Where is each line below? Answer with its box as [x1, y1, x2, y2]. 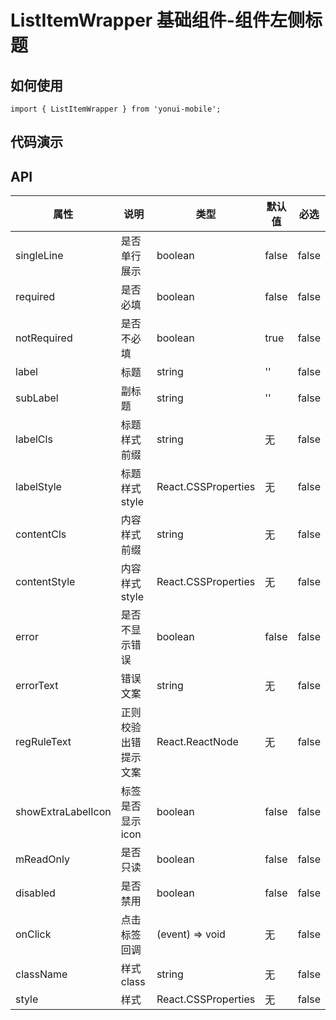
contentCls [15, 527, 67, 541]
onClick [15, 927, 52, 941]
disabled [15, 886, 56, 900]
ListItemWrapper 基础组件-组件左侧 [10, 9, 305, 32]
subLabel [15, 391, 59, 405]
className [15, 967, 68, 981]
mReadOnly [15, 852, 70, 866]
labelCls [15, 432, 53, 446]
